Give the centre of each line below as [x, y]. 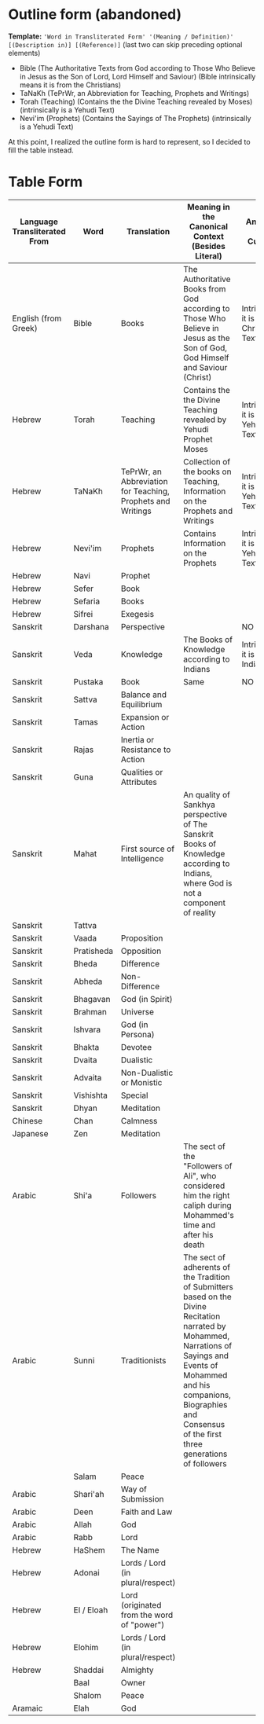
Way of [134, 1489]
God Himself [206, 358]
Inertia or [137, 739]
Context [209, 236]
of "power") [143, 1624]
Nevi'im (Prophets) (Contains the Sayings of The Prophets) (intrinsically [135, 118]
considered [204, 1186]
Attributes [139, 782]
